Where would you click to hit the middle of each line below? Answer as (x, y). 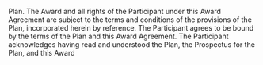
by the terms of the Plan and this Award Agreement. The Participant (118, 36)
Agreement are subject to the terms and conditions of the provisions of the (130, 20)
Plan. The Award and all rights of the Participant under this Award (115, 11)
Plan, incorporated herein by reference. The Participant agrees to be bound (131, 28)
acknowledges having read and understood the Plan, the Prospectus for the (132, 45)
